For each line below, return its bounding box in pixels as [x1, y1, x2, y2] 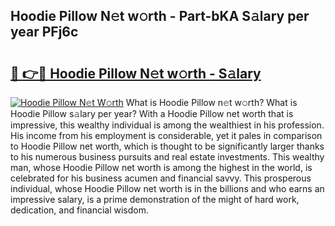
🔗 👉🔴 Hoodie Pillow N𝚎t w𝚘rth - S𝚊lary [10, 65, 262, 82]
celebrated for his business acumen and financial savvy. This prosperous [10, 172, 312, 184]
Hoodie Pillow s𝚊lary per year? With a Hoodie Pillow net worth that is [10, 108, 294, 119]
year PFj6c [10, 24, 79, 41]
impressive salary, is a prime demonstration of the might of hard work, [10, 194, 300, 205]
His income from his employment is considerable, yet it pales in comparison [10, 130, 323, 141]
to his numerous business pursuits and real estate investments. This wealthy [10, 151, 325, 163]
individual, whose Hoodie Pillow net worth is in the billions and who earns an [10, 183, 325, 194]
